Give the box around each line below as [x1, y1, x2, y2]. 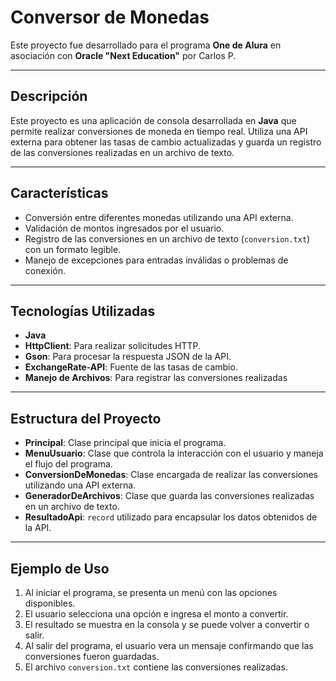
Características [10, 185, 109, 202]
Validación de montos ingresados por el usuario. [24, 222, 225, 234]
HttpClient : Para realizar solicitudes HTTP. [24, 340, 202, 352]
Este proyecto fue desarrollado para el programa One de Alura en [10, 39, 282, 51]
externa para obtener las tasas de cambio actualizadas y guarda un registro [10, 136, 322, 148]
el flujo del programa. [24, 458, 113, 470]
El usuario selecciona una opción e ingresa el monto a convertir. [24, 608, 289, 620]
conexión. [24, 264, 67, 276]
